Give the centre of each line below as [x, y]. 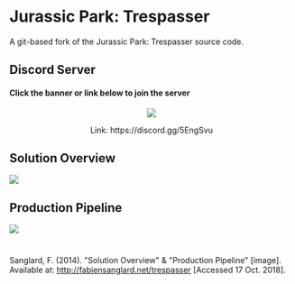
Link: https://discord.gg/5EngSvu [152, 130]
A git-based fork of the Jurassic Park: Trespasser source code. [127, 41]
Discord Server [53, 70]
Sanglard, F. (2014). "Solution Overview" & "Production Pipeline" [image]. [145, 261]
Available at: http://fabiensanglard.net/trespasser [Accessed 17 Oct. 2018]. [147, 270]
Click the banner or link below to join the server [100, 93]
